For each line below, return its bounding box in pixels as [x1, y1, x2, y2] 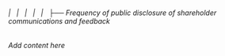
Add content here [8, 41, 66, 50]
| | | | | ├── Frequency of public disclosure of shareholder [8, 8, 217, 17]
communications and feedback [8, 16, 111, 25]
